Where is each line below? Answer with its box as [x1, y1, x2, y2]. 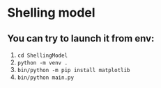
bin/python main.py [17, 74, 75, 81]
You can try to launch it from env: [7, 33, 155, 44]
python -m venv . [17, 60, 68, 67]
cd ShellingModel [17, 52, 68, 59]
